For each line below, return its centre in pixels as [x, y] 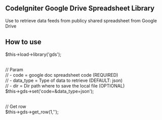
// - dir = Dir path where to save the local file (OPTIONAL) [65, 85]
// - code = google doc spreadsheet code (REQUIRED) [62, 75]
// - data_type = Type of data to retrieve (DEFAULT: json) [64, 80]
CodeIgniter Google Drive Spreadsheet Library [80, 8]
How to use [23, 42]
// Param [14, 69]
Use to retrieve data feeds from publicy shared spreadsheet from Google [81, 20]
